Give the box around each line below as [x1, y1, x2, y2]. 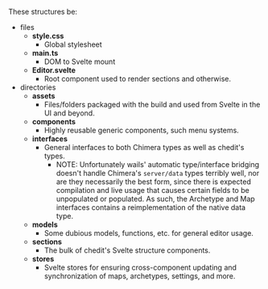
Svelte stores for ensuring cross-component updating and [43, 262, 237, 272]
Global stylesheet [43, 40, 102, 49]
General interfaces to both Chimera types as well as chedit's [43, 143, 245, 152]
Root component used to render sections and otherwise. [43, 74, 232, 83]
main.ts [31, 48, 59, 57]
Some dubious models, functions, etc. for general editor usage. [43, 228, 254, 237]
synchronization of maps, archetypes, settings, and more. [43, 271, 236, 281]
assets [31, 91, 56, 100]
